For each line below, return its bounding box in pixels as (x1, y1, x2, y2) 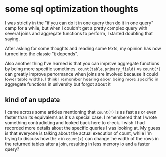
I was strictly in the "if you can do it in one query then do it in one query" (5, 20, 154, 26)
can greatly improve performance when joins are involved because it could (5, 71, 158, 77)
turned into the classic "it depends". (5, 51, 78, 57)
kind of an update (5, 96, 60, 104)
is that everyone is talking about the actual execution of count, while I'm (5, 130, 152, 136)
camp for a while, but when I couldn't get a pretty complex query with (5, 25, 148, 31)
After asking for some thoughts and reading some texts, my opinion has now (5, 45, 161, 51)
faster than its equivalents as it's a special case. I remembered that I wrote (5, 114, 157, 120)
